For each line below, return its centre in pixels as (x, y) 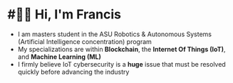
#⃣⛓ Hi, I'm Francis (64, 15)
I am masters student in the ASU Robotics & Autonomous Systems (115, 34)
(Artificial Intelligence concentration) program (84, 41)
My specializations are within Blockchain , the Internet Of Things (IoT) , (121, 49)
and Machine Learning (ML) (59, 57)
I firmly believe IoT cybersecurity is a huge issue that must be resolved (121, 64)
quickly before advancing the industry (73, 72)
